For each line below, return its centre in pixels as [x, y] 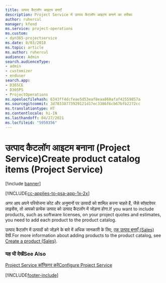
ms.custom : [17, 33]
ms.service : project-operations [39, 29]
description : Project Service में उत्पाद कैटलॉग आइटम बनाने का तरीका [69, 15]
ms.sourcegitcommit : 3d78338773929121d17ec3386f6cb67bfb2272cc [73, 104]
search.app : [18, 80]
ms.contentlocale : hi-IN [31, 113]
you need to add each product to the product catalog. [61, 220]
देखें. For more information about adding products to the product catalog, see [83, 235]
